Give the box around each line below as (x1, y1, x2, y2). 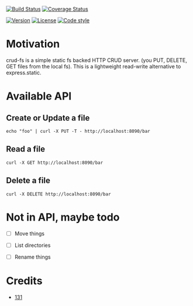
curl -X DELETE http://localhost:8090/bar (6, 191, 111, 197)
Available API (6, 90, 72, 103)
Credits (6, 274, 43, 287)
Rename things (14, 253, 51, 260)
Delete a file (6, 176, 51, 185)
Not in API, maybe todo (6, 211, 120, 224)
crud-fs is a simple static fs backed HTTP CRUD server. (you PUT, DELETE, (6, 56, 187, 64)
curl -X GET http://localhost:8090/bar (6, 160, 104, 166)
